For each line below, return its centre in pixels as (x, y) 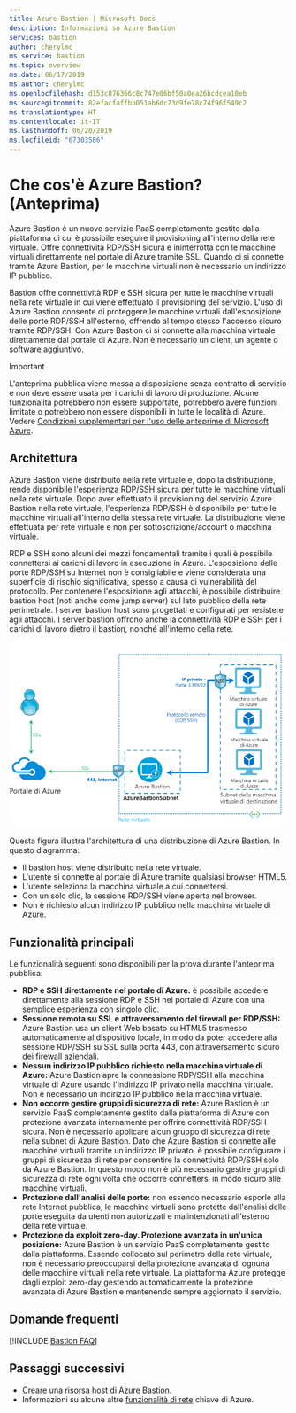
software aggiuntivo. (46, 349)
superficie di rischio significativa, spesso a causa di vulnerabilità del (133, 581)
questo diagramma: (45, 850)
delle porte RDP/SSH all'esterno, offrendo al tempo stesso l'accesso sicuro (145, 321)
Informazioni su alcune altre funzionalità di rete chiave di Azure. (138, 1399)
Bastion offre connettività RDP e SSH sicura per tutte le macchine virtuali (141, 292)
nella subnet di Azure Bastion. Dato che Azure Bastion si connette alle (149, 1141)
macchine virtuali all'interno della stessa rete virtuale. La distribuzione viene (147, 517)
